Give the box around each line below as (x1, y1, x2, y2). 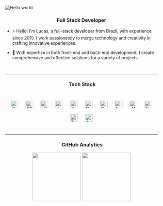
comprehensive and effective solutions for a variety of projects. (12, 55, 139, 61)
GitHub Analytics (61, 141, 103, 148)
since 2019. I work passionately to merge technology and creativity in (12, 35, 151, 41)
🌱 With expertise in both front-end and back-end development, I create (12, 50, 154, 55)
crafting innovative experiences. (12, 40, 77, 46)
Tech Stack (68, 81, 96, 88)
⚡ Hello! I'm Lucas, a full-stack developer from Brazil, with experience (12, 28, 152, 34)
